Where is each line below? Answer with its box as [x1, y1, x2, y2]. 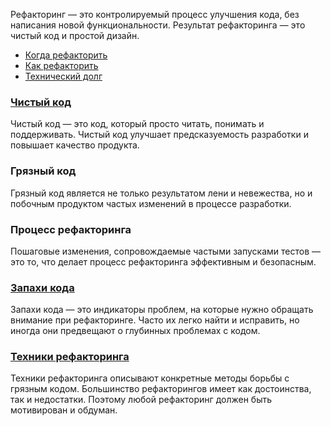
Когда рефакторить [24, 49, 108, 61]
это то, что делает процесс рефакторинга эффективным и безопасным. [10, 255, 317, 268]
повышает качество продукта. [10, 139, 140, 151]
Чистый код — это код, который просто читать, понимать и [10, 118, 265, 130]
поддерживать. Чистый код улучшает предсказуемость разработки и [10, 129, 309, 141]
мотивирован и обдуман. [10, 404, 118, 416]
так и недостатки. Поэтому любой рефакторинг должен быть [10, 394, 273, 406]
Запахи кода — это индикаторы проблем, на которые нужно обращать [10, 304, 314, 316]
